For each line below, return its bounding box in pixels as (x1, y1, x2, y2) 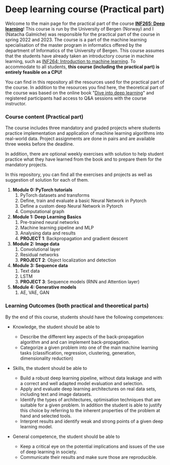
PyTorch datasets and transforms (20, 192, 90, 198)
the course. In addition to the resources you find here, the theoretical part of (5, 84, 164, 90)
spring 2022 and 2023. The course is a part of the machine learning (5, 37, 147, 43)
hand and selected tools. (20, 413, 72, 419)
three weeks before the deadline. (5, 141, 74, 147)
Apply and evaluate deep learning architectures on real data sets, (20, 386, 156, 392)
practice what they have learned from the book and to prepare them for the (5, 156, 162, 162)
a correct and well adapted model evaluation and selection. (20, 380, 144, 386)
